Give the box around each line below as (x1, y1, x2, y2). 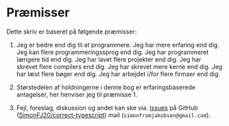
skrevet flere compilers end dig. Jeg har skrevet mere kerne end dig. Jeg (16, 62, 223, 71)
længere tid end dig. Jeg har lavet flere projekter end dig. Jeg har (16, 55, 202, 63)
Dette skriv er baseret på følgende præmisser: (6, 27, 137, 36)
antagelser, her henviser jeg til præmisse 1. (16, 90, 138, 99)
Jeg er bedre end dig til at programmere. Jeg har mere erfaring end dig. (16, 40, 220, 49)
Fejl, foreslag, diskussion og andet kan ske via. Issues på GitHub (16, 103, 198, 112)
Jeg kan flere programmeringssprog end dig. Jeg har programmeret (16, 48, 209, 56)
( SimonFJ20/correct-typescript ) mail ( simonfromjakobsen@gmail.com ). (16, 111, 210, 119)
